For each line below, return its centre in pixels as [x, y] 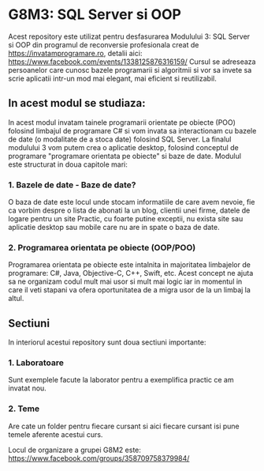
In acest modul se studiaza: [77, 103]
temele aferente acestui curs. [56, 434]
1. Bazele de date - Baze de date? [72, 185]
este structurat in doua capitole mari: [68, 164]
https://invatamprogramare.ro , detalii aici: [75, 53]
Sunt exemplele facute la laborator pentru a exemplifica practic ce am [121, 380]
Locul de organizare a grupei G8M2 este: [75, 450]
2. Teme [24, 409]
